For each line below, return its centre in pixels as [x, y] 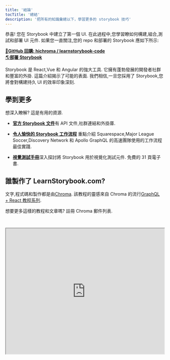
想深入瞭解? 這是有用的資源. [34, 113]
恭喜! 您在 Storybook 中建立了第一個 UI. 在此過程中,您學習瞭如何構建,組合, [82, 34]
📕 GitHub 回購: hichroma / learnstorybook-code [55, 51]
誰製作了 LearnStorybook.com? [55, 181]
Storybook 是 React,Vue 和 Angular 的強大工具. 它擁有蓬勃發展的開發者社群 [83, 70]
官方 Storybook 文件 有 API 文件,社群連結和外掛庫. [64, 123]
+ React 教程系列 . [23, 200]
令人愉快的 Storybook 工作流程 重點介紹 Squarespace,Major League [83, 134]
